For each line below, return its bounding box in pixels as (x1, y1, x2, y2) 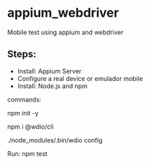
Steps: (7, 48, 36, 60)
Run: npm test (7, 149, 48, 158)
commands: (7, 95, 42, 103)
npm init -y (7, 108, 39, 117)
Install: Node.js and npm (17, 82, 88, 90)
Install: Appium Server (17, 66, 82, 75)
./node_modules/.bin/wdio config (7, 136, 103, 144)
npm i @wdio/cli (7, 122, 54, 131)
